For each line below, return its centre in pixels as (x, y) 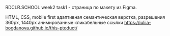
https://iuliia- (138, 23)
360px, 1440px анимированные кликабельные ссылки (64, 23)
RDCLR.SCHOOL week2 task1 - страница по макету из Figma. (71, 7)
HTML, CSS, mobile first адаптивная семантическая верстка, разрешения (85, 17)
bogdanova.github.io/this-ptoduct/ (41, 28)
